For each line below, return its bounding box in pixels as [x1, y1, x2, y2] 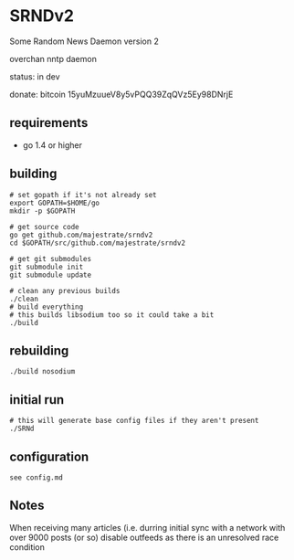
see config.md [9, 473, 64, 482]
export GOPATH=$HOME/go [9, 198, 100, 207]
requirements [9, 115, 89, 131]
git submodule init [9, 262, 84, 271]
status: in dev [9, 70, 61, 82]
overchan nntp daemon [9, 53, 98, 64]
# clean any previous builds [9, 286, 121, 295]
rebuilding [9, 343, 69, 358]
